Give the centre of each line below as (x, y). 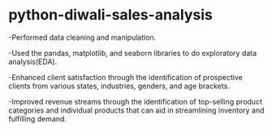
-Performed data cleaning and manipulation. (82, 37)
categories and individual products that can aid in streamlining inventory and (136, 110)
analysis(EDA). (33, 62)
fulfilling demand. (38, 118)
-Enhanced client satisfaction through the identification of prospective (126, 77)
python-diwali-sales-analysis (111, 15)
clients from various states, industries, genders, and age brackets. (119, 86)
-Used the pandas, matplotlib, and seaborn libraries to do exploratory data (133, 53)
